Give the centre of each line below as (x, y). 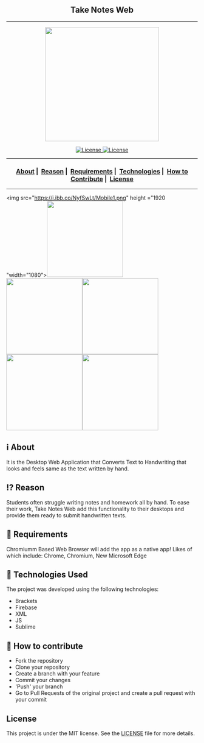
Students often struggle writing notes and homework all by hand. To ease (98, 502)
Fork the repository (39, 661)
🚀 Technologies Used (47, 574)
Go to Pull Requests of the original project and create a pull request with (105, 693)
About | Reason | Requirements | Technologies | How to (102, 171)
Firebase (26, 607)
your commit (31, 700)
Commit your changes (43, 680)
